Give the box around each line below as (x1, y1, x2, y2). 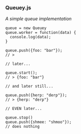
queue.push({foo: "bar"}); (5, 48, 63, 53)
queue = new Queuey (5, 26, 47, 31)
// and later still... (5, 84, 53, 89)
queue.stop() (5, 115, 33, 120)
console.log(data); (10, 35, 51, 40)
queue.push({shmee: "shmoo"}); (5, 120, 72, 125)
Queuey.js (5, 4, 32, 11)
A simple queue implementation (5, 16, 72, 22)
